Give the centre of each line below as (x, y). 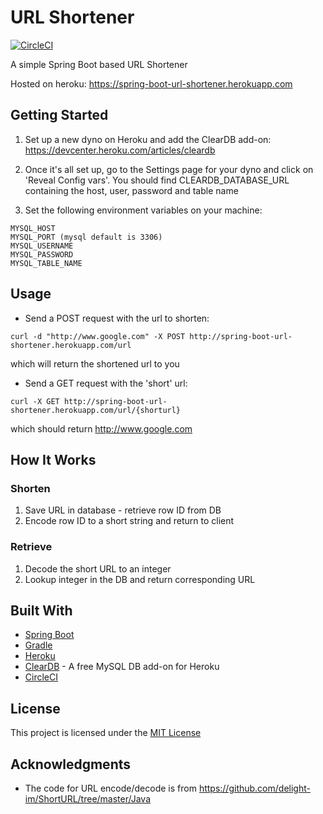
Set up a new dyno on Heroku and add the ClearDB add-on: (148, 139)
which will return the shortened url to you (95, 363)
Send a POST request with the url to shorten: (117, 318)
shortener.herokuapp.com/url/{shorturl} (96, 410)
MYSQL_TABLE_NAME (46, 263)
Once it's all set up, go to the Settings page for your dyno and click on (169, 169)
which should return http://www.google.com (101, 428)
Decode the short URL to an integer (98, 568)
